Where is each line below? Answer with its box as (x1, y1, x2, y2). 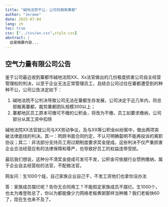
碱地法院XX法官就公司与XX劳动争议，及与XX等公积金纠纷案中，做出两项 (5, 126, 155, 133)
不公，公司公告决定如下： (9, 86, 62, 93)
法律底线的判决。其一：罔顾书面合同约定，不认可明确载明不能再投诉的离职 (9, 133, 163, 139)
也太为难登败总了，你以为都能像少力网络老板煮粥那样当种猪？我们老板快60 (5, 190, 160, 196)
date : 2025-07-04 (5, 17, 41, 22)
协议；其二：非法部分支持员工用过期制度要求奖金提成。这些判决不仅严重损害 (5, 139, 163, 145)
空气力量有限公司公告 (5, 60, 71, 68)
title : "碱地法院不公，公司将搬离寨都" (5, 7, 77, 13)
